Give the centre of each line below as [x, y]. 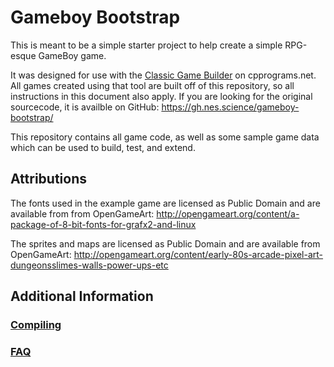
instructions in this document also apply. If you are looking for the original [161, 96]
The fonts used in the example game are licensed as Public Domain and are [165, 203]
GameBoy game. [72, 55]
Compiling [36, 325]
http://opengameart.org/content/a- [228, 213]
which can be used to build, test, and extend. [103, 147]
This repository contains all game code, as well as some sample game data [165, 137]
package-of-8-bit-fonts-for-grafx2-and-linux [103, 224]
